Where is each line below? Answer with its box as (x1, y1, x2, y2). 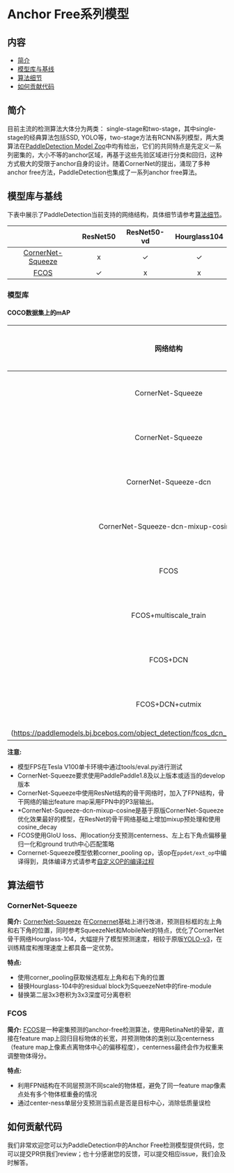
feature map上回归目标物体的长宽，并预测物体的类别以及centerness (19, 1034, 214, 1043)
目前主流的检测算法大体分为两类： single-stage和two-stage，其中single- (7, 124, 217, 133)
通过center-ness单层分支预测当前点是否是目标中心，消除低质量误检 (17, 1098, 211, 1107)
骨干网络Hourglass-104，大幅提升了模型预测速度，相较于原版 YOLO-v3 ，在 (7, 935, 223, 944)
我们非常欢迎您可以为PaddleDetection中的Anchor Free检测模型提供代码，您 (7, 1141, 225, 1149)
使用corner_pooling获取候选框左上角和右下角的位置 (17, 974, 165, 982)
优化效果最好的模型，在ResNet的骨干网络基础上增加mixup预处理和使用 (17, 815, 221, 823)
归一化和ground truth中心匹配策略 (17, 840, 115, 848)
